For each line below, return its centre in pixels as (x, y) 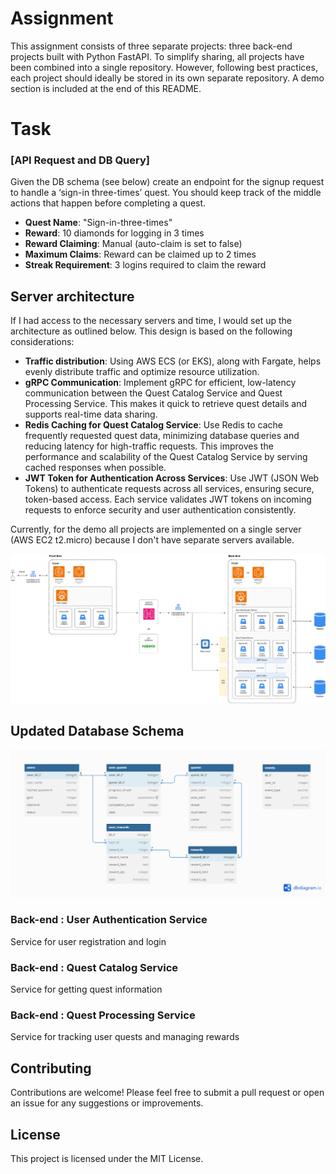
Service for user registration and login (88, 941)
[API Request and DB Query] (80, 160)
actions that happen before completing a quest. (108, 203)
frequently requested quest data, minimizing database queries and (162, 436)
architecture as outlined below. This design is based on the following (151, 331)
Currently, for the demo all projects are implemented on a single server (156, 529)
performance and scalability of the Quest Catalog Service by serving (166, 457)
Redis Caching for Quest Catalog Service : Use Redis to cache (154, 425)
